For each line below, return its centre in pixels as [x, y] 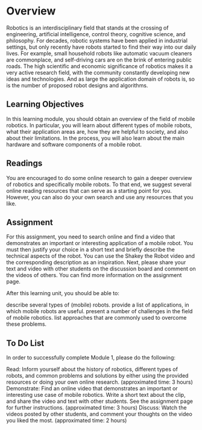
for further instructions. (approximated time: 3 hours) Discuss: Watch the [96, 408]
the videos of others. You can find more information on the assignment [94, 275]
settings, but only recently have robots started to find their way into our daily [101, 47]
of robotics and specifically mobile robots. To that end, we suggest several [99, 184]
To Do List [25, 343]
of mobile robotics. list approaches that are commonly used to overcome [96, 318]
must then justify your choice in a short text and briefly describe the [90, 250]
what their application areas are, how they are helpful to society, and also [97, 131]
